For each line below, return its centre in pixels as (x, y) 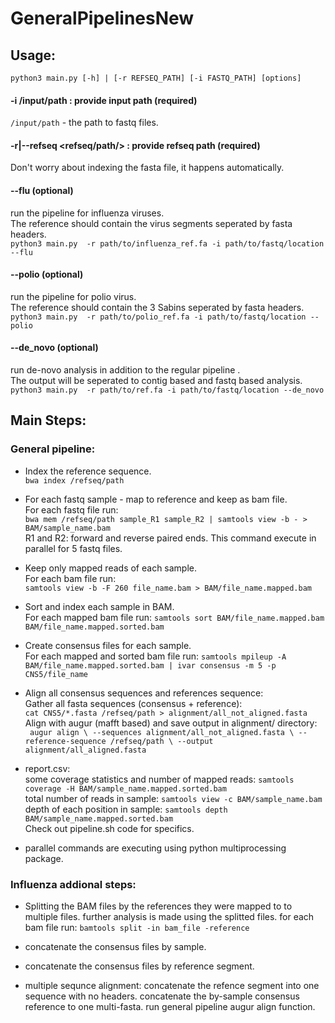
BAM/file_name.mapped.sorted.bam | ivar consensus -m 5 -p (150, 665)
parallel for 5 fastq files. (73, 548)
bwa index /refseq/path (74, 480)
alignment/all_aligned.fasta (85, 750)
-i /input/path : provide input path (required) (104, 100)
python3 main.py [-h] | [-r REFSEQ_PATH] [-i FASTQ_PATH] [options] (156, 78)
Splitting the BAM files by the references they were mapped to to (158, 906)
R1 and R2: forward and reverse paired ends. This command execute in (170, 538)
